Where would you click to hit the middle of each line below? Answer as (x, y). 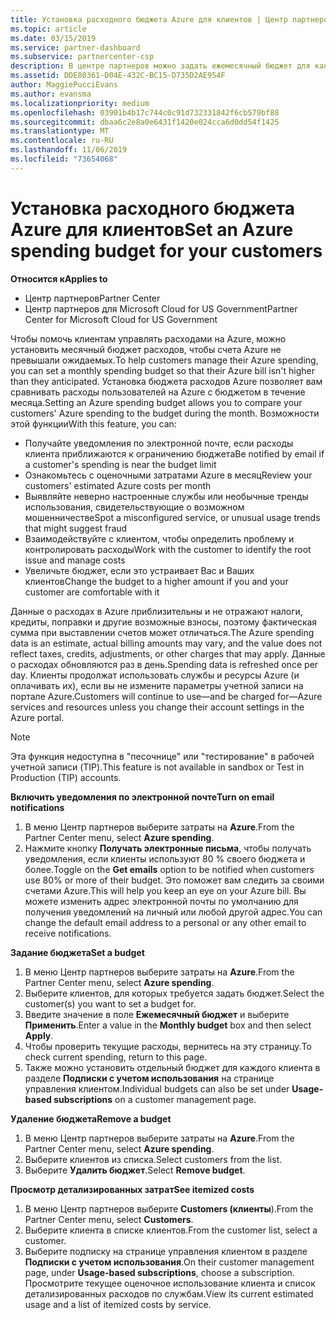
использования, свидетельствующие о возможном (134, 507)
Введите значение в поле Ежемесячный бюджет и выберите (157, 1014)
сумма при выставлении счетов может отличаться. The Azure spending (162, 632)
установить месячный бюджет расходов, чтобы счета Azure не (146, 349)
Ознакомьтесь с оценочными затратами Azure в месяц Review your (168, 475)
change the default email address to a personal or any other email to (165, 922)
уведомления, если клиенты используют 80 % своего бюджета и (165, 858)
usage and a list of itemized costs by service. (118, 1304)
